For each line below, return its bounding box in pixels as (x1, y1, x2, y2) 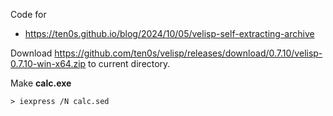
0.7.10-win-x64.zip (10, 58, 87, 69)
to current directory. (88, 58, 171, 69)
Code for (10, 9, 47, 20)
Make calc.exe (10, 77, 72, 89)
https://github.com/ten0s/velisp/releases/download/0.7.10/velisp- (54, 47, 323, 59)
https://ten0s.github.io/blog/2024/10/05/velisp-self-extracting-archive (24, 28, 315, 39)
